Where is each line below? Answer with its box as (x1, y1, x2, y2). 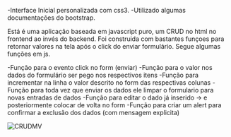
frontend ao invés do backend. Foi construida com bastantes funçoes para (7, 35, 225, 43)
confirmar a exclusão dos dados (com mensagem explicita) (7, 109, 180, 117)
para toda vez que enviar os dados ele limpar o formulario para (30, 86, 214, 94)
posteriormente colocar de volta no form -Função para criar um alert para (7, 101, 222, 109)
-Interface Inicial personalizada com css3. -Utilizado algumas (7, 6, 186, 14)
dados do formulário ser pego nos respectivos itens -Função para (7, 71, 199, 79)
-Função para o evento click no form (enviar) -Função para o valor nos (7, 64, 213, 71)
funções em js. (7, 49, 51, 58)
